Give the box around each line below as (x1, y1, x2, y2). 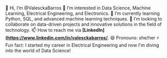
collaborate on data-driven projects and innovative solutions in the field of (5, 21, 162, 27)
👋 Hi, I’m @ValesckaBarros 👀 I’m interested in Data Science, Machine (5, 5, 151, 11)
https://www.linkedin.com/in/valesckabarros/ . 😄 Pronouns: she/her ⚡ (7, 35, 160, 41)
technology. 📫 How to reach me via (5, 27, 81, 33)
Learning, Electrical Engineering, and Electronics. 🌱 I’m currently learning (5, 10, 160, 16)
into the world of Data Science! (5, 48, 71, 53)
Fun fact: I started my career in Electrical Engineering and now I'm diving (5, 42, 159, 48)
